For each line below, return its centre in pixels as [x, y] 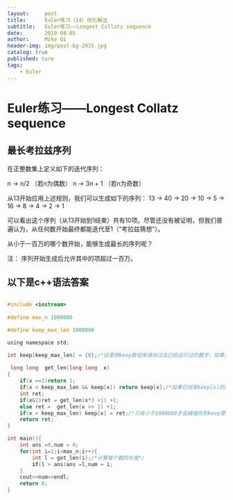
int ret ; [32, 394]
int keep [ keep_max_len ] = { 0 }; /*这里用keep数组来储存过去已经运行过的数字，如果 [116, 355]
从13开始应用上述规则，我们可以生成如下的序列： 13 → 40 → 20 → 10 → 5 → [116, 198]
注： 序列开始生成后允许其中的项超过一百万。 [72, 258]
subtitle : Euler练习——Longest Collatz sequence [79, 26]
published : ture [31, 59]
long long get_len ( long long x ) [60, 368]
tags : [15, 65]
